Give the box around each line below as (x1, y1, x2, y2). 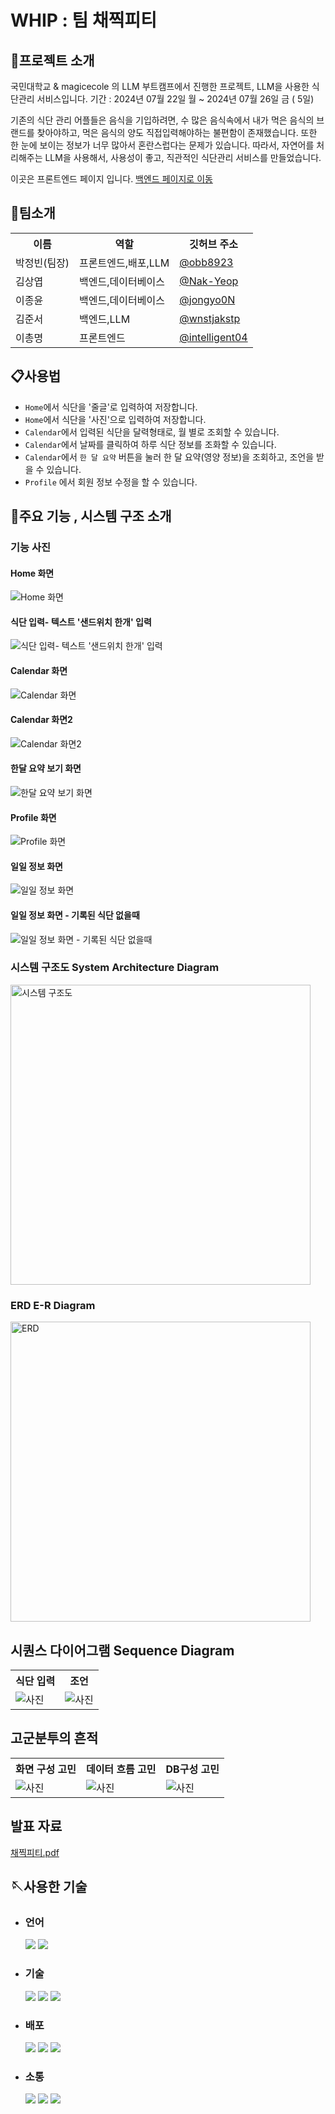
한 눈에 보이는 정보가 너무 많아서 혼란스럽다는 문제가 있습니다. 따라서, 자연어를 (10, 139, 315, 151)
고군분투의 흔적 (10, 1730, 99, 1747)
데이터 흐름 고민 (85, 1762, 157, 1776)
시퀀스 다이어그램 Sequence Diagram (10, 1642, 235, 1659)
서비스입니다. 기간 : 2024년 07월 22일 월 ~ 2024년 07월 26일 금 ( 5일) (36, 93, 315, 105)
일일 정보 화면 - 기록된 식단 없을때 (10, 909, 140, 921)
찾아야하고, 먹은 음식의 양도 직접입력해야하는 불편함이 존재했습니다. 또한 (36, 127, 318, 138)
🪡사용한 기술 (10, 1878, 88, 1895)
